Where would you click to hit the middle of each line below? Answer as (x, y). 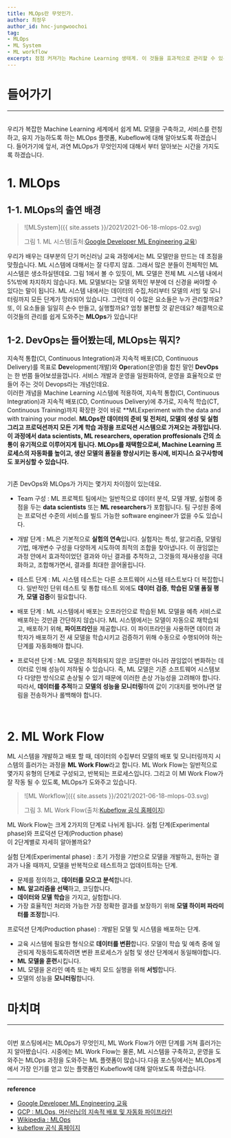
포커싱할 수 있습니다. (42, 461)
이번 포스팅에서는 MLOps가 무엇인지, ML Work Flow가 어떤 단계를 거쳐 (102, 1043)
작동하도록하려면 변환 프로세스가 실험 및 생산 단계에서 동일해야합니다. (128, 952)
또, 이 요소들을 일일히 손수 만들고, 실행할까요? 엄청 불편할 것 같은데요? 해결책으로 (115, 308)
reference (22, 1089)
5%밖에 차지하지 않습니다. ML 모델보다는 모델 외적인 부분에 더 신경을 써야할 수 (112, 282)
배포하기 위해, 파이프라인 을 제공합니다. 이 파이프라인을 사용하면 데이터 (120, 628)
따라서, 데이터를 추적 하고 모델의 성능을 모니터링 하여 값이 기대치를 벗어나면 (116, 686)
